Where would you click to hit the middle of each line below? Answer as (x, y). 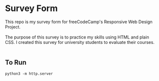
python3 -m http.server (29, 74)
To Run (16, 62)
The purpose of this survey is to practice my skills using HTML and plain (77, 37)
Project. (13, 27)
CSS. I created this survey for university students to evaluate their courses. (80, 42)
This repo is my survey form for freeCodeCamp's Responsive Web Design (79, 22)
